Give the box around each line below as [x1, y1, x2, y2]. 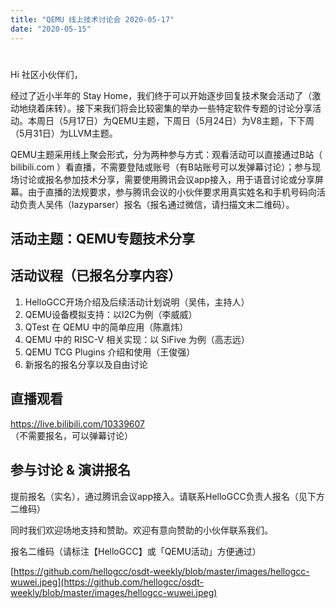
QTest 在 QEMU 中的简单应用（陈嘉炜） [24, 321, 189, 333]
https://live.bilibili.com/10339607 [10, 417, 145, 430]
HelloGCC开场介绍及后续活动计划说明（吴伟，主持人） [24, 296, 250, 308]
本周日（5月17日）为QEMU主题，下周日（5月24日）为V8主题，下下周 [27, 114, 315, 126]
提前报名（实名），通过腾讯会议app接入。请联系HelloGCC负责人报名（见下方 [10, 490, 325, 502]
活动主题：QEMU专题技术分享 [10, 231, 196, 248]
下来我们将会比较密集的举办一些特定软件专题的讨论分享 [84, 102, 313, 114]
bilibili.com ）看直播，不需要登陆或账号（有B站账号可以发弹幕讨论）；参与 [10, 161, 313, 173]
